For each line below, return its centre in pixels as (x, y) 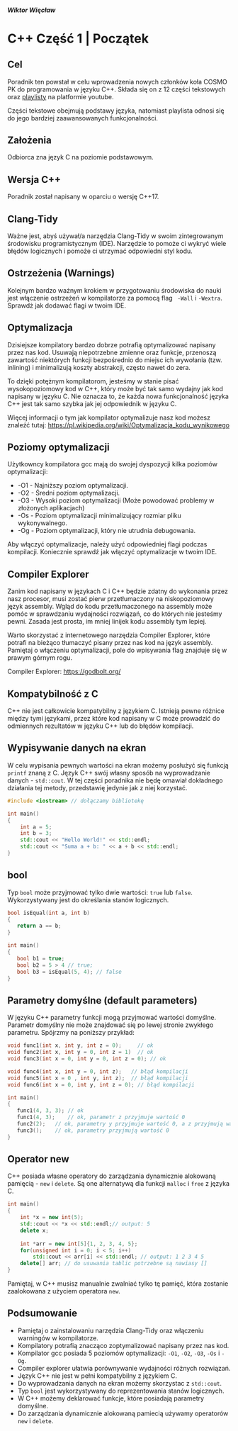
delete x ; (35, 1230)
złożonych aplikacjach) (51, 508)
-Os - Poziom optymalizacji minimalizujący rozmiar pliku (100, 516)
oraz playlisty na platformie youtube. (61, 96)
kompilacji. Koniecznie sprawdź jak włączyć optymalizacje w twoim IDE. (112, 552)
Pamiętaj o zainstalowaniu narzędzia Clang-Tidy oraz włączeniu (110, 1330)
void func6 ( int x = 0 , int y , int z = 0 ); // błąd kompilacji (101, 1084)
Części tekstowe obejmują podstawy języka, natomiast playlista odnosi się (116, 111)
